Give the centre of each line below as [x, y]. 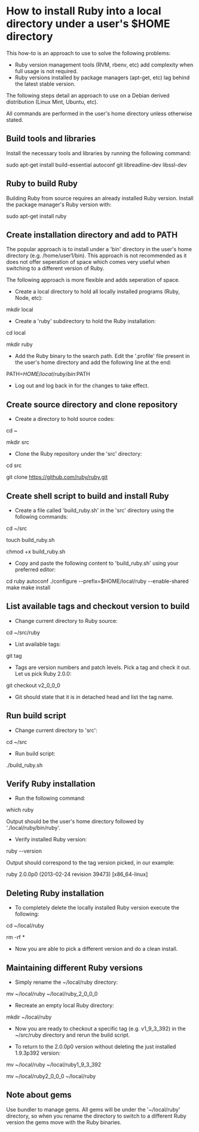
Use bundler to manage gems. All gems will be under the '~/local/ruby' [93, 1109]
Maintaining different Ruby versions [75, 967]
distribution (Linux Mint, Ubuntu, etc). [52, 102]
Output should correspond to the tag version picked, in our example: [90, 863]
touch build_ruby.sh [30, 540]
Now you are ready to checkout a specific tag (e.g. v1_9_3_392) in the [100, 1029]
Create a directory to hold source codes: [65, 419]
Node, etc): [29, 298]
